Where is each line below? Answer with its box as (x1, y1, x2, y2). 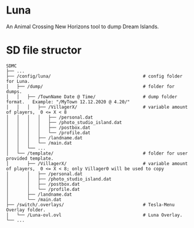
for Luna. (6, 78, 31, 84)
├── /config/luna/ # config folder (6, 73, 183, 79)
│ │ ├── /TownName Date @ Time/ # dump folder (6, 93, 178, 100)
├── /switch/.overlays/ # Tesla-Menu (6, 202, 175, 207)
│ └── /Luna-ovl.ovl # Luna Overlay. (6, 212, 183, 218)
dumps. (6, 89, 22, 95)
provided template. (6, 155, 54, 162)
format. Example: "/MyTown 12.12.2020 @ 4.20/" (6, 99, 131, 105)
